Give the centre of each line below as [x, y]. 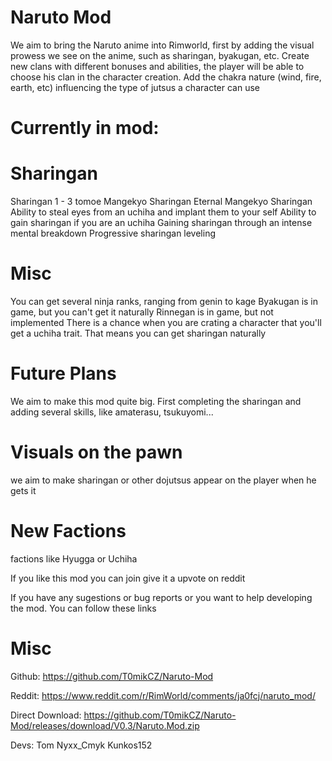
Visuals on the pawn [96, 452]
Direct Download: [46, 715]
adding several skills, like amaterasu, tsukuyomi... [112, 412]
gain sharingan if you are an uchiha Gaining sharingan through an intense [161, 223]
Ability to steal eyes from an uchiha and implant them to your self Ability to [163, 212]
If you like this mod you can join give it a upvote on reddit [128, 578]
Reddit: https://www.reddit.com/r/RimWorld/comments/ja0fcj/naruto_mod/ [163, 695]
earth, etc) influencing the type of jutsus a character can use [135, 87]
